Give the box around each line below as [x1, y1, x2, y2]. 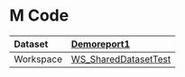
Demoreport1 [70, 38, 131, 50]
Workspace [14, 53, 63, 65]
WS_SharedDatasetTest [70, 53, 171, 65]
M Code [9, 5, 69, 26]
